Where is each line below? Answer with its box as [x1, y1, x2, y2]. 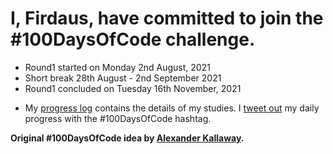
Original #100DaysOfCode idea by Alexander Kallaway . [10, 132, 245, 144]
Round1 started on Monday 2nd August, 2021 [24, 61, 211, 73]
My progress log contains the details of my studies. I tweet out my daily [24, 102, 320, 114]
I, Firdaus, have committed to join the [10, 7, 324, 30]
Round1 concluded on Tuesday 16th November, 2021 [24, 82, 242, 94]
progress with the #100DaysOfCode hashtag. [24, 112, 212, 124]
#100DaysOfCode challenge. [10, 28, 256, 51]
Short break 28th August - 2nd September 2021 [24, 72, 222, 84]
